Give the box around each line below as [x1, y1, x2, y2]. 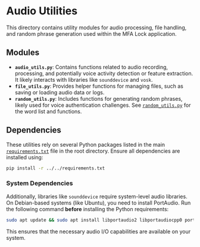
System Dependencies [6, 179, 73, 187]
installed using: [6, 153, 43, 160]
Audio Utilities [6, 4, 78, 18]
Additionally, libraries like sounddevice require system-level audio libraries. [6, 193, 187, 200]
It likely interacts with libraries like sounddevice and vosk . [14, 76, 153, 83]
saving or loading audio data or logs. [14, 88, 105, 96]
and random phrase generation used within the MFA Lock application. [6, 30, 177, 37]
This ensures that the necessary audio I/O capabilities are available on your [6, 228, 191, 235]
